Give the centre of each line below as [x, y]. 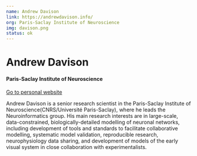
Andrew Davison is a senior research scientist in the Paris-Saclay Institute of [98, 103]
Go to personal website [34, 92]
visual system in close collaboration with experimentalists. [76, 147]
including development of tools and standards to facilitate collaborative [92, 128]
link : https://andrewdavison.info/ [50, 17]
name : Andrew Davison [33, 11]
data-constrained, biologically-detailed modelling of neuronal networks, [93, 122]
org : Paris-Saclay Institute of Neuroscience [63, 22]
